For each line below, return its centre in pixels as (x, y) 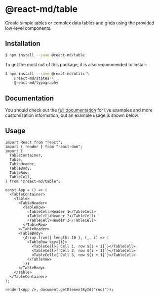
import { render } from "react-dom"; (44, 147)
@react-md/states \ (34, 78)
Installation (23, 44)
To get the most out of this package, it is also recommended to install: (76, 64)
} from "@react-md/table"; (33, 181)
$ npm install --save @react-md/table (45, 55)
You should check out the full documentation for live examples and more (79, 110)
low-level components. (28, 28)
